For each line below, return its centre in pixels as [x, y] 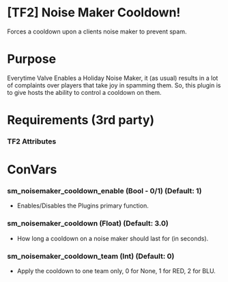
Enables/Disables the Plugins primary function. [83, 206]
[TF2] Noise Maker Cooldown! [94, 13]
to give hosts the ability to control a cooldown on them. [84, 92]
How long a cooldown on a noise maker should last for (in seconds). [113, 238]
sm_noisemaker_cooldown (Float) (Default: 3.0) [88, 223]
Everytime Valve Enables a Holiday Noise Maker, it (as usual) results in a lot [113, 78]
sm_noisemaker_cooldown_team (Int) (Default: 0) [91, 256]
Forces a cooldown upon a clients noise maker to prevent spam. [97, 31]
